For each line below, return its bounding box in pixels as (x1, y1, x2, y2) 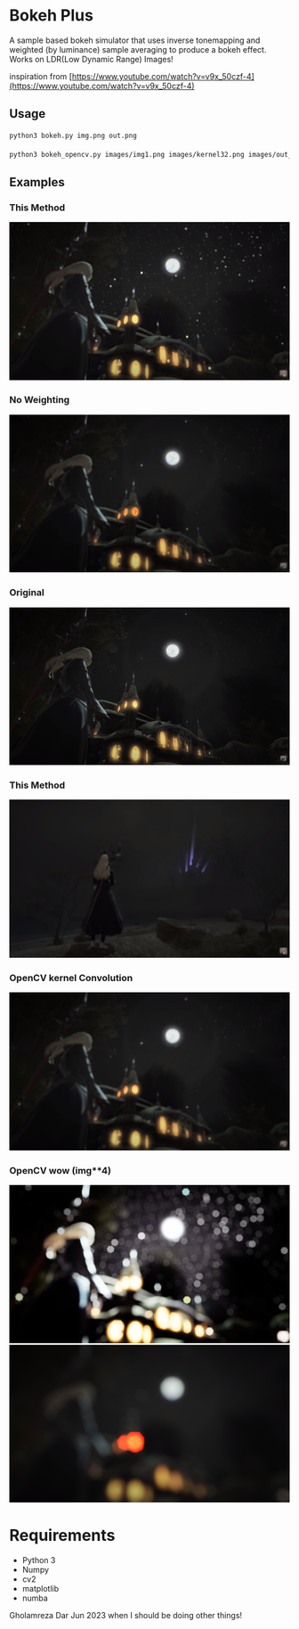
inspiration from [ (9, 70, 73, 81)
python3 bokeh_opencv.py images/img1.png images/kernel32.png (9, 150, 245, 159)
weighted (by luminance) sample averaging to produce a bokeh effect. (9, 44, 267, 54)
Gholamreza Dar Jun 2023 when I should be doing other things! (9, 1609, 243, 1620)
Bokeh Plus (9, 5, 93, 26)
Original (9, 586, 44, 599)
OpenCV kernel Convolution (9, 971, 133, 984)
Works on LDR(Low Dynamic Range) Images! (9, 53, 174, 64)
